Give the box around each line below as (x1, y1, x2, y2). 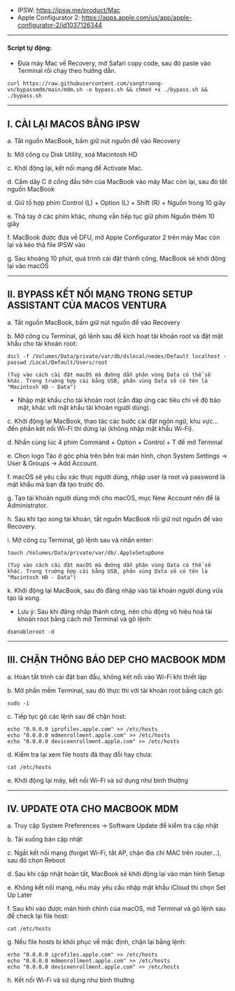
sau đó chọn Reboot (7, 856, 66, 865)
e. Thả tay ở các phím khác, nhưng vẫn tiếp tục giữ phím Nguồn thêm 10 (7, 212, 215, 220)
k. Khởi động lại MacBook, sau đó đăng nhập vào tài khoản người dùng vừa (7, 586, 224, 594)
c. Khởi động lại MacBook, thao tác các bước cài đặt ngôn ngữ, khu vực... (7, 417, 219, 425)
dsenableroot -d (7, 628, 55, 635)
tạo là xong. (7, 593, 41, 602)
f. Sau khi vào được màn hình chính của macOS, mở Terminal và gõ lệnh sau (7, 905, 226, 913)
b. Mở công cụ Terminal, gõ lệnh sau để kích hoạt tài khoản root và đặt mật (7, 331, 224, 340)
